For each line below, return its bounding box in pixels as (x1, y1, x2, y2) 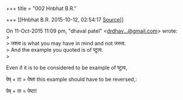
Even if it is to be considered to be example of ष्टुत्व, (6, 64, 128, 71)
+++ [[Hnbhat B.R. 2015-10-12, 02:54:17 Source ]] (6, 16, 124, 23)
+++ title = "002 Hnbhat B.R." (6, 5, 77, 12)
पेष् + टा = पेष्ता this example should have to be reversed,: (6, 76, 137, 83)
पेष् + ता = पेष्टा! (6, 87, 37, 94)
